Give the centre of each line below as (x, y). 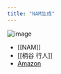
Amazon (29, 63)
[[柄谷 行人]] (35, 55)
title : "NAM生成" (31, 14)
